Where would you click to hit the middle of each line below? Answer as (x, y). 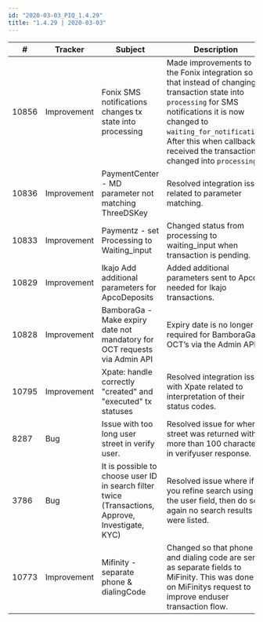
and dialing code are (204, 557)
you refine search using (210, 490)
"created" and (127, 391)
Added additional (198, 268)
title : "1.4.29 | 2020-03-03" (58, 23)
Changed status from (205, 225)
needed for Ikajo (196, 287)
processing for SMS (202, 101)
